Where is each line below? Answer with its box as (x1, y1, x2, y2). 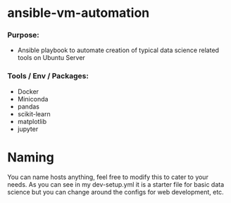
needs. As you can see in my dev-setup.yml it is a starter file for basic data (7, 180, 225, 188)
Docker (17, 87, 39, 96)
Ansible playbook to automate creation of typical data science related (17, 46, 220, 54)
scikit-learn (17, 109, 51, 118)
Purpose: (7, 30, 40, 40)
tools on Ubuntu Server (17, 54, 86, 62)
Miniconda (17, 94, 49, 103)
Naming (7, 149, 54, 165)
